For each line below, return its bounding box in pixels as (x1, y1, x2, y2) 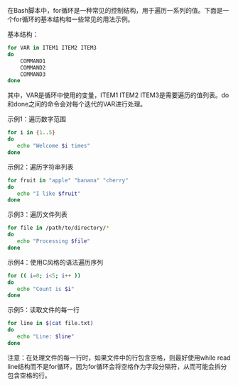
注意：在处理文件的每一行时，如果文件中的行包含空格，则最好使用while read (7, 353, 231, 362)
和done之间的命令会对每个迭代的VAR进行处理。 (7, 100, 147, 109)
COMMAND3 (20, 70, 46, 78)
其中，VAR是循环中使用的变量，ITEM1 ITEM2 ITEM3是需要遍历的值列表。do (7, 91, 229, 99)
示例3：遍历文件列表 (7, 210, 67, 219)
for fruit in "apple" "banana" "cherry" (7, 177, 129, 184)
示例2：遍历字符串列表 (7, 162, 74, 171)
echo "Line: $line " (16, 333, 75, 340)
